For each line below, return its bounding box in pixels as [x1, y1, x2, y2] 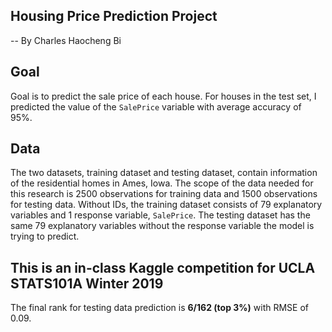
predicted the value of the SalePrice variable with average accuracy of [10, 100, 302, 113]
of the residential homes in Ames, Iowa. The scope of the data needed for [10, 177, 314, 189]
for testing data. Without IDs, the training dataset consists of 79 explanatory [10, 199, 323, 211]
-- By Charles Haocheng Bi [10, 34, 122, 46]
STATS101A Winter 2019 [10, 275, 164, 292]
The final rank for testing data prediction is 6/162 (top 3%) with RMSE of [10, 302, 309, 314]
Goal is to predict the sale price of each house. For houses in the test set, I [10, 90, 317, 102]
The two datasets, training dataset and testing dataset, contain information [10, 167, 318, 179]
